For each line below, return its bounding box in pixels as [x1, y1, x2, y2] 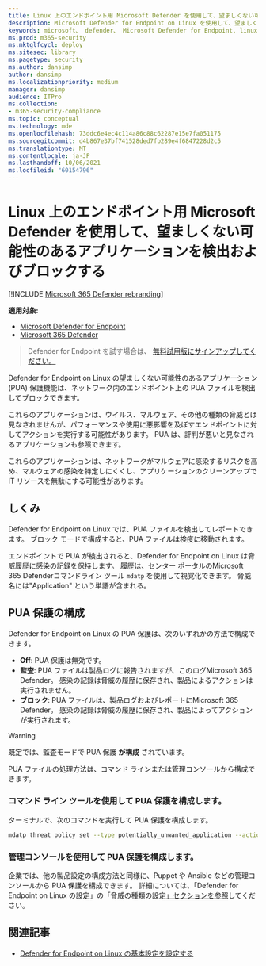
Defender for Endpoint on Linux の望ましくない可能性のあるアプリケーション [8, 373, 258, 382]
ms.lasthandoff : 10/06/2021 [8, 159, 101, 167]
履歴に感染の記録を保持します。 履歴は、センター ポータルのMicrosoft [14, 561, 244, 570]
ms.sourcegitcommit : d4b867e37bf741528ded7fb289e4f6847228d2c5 [8, 136, 222, 145]
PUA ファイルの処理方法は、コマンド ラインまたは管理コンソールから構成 [8, 764, 249, 773]
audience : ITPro [8, 93, 62, 101]
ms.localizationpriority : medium [8, 78, 119, 86]
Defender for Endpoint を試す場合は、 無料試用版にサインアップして [27, 346, 250, 355]
